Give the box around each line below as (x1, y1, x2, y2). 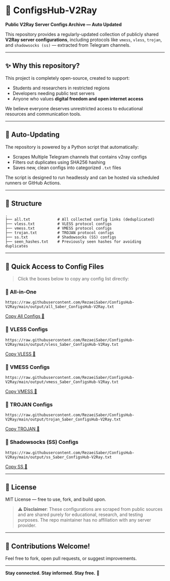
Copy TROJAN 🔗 (5, 426, 40, 432)
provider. (17, 523, 36, 529)
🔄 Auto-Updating (5, 131, 60, 139)
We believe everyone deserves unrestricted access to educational (5, 105, 143, 111)
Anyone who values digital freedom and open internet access (12, 95, 144, 102)
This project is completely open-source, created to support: (5, 75, 130, 81)
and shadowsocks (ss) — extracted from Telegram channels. (5, 42, 131, 48)
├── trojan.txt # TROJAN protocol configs (5, 231, 114, 236)
